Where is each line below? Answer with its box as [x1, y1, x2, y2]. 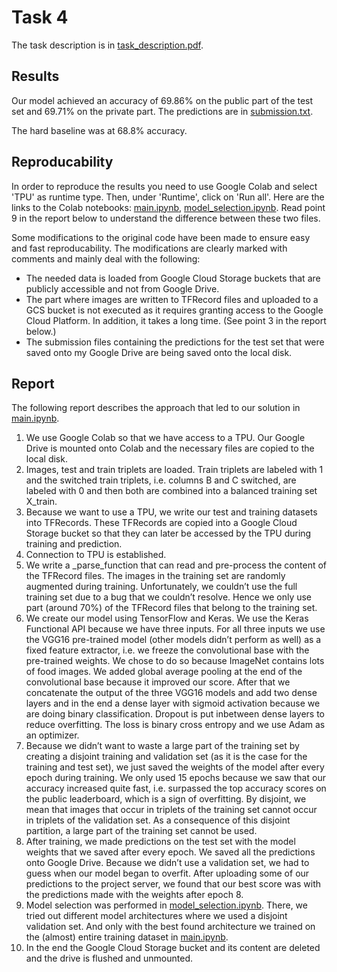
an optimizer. [25, 729, 80, 741]
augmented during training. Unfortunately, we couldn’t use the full [25, 581, 298, 593]
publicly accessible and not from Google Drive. [25, 282, 220, 295]
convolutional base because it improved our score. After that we [25, 676, 291, 688]
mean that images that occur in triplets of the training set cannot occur [25, 804, 318, 816]
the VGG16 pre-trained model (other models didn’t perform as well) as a [25, 634, 322, 646]
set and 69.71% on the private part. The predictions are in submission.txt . [11, 105, 314, 117]
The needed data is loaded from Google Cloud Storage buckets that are [25, 272, 321, 284]
